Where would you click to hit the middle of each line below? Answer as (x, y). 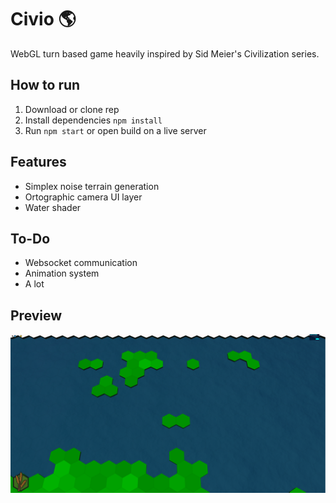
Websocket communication (81, 263)
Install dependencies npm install (93, 120)
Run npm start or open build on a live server (115, 130)
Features (38, 162)
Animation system (62, 273)
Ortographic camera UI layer (83, 197)
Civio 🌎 (43, 19)
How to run (45, 85)
